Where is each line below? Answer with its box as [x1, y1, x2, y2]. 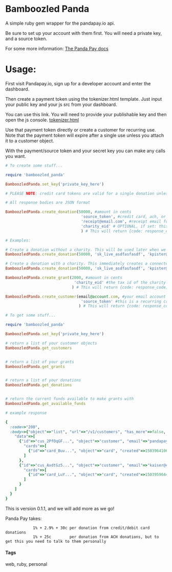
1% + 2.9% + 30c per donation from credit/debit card [32, 525, 150, 530]
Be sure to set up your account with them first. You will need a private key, [5, 30, 162, 36]
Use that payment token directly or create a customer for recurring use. [5, 126, 156, 133]
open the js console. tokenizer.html [5, 117, 79, 123]
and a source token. [5, 35, 48, 42]
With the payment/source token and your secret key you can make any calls [5, 147, 165, 154]
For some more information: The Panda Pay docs [5, 45, 109, 51]
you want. [5, 153, 27, 159]
